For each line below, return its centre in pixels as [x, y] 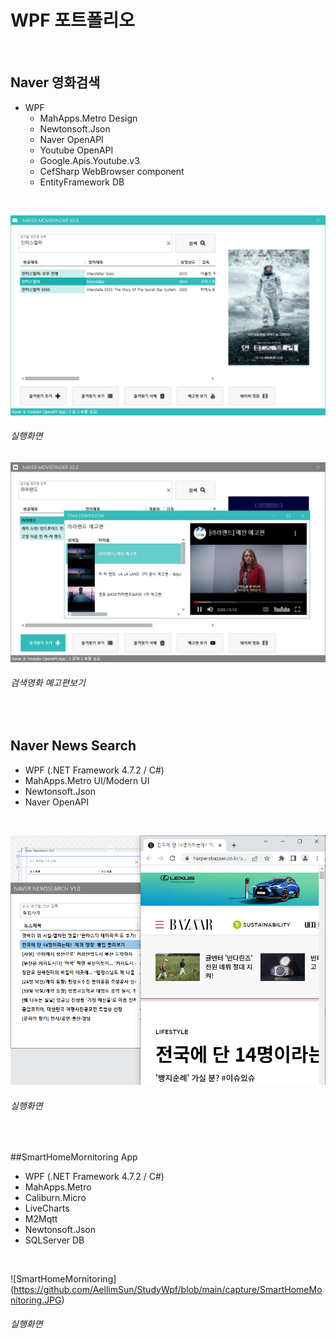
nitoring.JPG [36, 1300]
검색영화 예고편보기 [48, 683]
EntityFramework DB [82, 182]
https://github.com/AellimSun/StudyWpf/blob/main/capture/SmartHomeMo [168, 1289]
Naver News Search [73, 746]
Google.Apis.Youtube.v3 [89, 160]
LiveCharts [47, 1208]
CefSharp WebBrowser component [112, 171]
